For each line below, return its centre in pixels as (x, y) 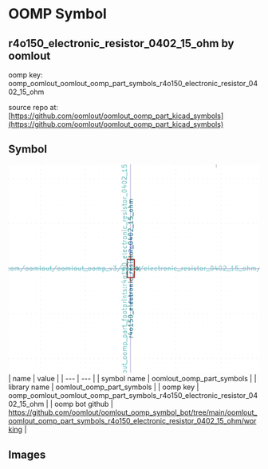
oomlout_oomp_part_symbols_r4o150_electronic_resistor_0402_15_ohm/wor (132, 421)
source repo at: (33, 107)
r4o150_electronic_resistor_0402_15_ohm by (121, 43)
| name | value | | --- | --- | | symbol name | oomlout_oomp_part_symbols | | (132, 379)
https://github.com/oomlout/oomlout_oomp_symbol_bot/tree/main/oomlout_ (133, 412)
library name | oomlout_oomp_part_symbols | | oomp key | (104, 387)
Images (27, 454)
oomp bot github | (84, 404)
